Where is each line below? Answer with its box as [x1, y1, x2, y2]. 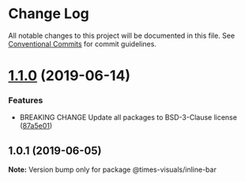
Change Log [8, 5, 89, 23]
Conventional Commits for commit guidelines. [8, 39, 156, 48]
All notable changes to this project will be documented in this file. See [8, 31, 236, 40]
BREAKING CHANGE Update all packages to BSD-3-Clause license [19, 113, 237, 122]
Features [8, 95, 43, 106]
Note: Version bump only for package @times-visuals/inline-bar [8, 165, 217, 174]
